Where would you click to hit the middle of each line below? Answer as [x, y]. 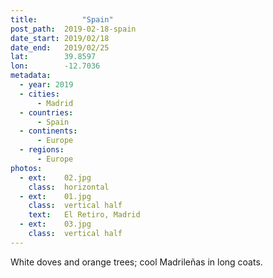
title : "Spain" [62, 19]
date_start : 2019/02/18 [60, 38]
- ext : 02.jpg [55, 177]
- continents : [48, 131]
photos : [26, 168]
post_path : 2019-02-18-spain [73, 29]
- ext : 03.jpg [55, 224]
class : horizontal [69, 187]
